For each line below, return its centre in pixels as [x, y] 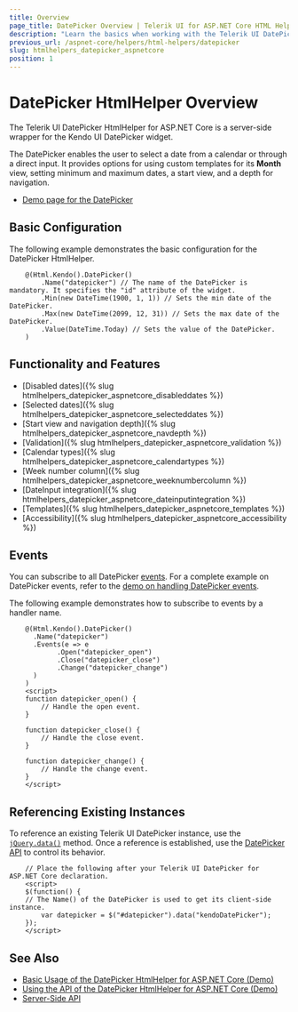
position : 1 [31, 59]
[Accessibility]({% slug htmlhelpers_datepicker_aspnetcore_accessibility [154, 518]
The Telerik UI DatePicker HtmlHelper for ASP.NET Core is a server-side [141, 127]
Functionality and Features [85, 364]
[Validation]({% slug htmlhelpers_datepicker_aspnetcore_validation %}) [152, 442]
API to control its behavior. [58, 852]
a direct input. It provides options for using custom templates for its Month [145, 163]
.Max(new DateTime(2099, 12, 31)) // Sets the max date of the [160, 313]
